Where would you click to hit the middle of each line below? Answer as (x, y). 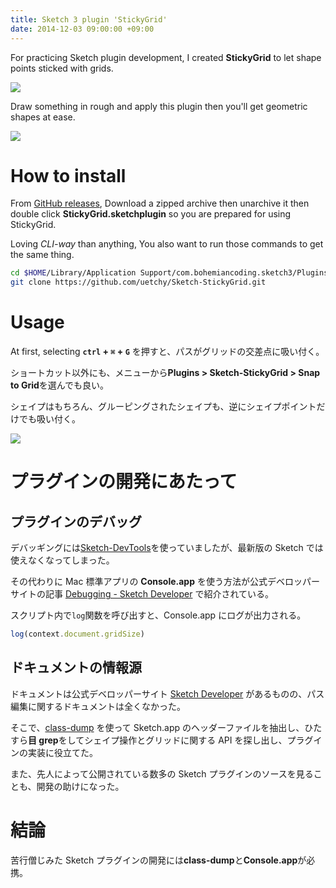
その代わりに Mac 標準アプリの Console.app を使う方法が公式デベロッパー (165, 582)
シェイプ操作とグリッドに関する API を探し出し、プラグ (199, 740)
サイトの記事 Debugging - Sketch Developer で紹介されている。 (142, 594)
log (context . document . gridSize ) (77, 634)
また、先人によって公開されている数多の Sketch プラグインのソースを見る (162, 773)
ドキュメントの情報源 (76, 667)
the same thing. (42, 255)
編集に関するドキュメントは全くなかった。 (98, 706)
